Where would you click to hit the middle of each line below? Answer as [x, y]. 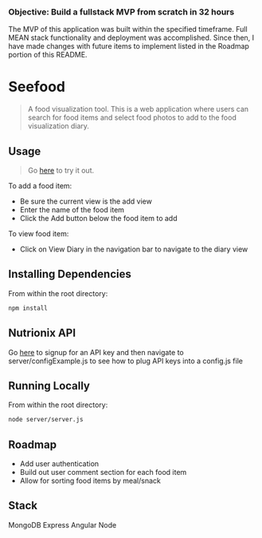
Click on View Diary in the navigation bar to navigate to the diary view [134, 249]
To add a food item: [40, 186]
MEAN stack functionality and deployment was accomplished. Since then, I [131, 38]
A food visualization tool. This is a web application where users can [138, 109]
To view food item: [39, 234]
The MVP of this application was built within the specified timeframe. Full [128, 30]
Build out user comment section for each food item [103, 473]
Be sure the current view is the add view [86, 201]
